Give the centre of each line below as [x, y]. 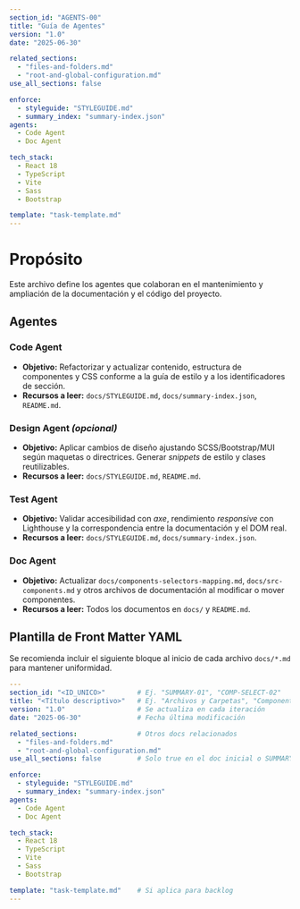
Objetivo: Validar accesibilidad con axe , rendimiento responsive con [148, 519]
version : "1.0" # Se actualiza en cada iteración [137, 709]
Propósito [46, 259]
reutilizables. [46, 467]
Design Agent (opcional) [63, 428]
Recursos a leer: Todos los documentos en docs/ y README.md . [136, 608]
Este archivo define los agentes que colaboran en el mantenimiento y [136, 285]
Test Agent [33, 499]
